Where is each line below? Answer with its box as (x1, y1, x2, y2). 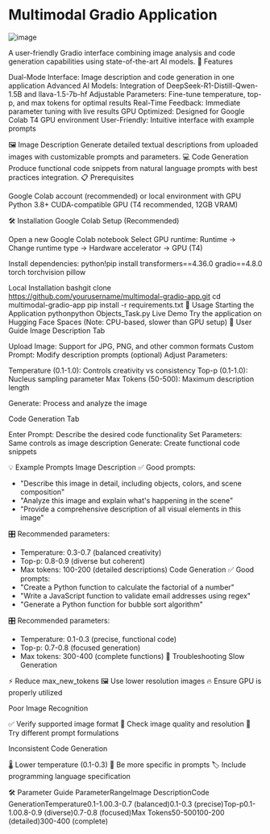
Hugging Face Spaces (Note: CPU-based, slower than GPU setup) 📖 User (8, 317, 252, 327)
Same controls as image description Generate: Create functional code (8, 438, 240, 448)
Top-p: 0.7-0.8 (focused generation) (19, 643, 141, 653)
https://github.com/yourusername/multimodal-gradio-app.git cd (8, 291, 222, 301)
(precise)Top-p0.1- (193, 799, 256, 808)
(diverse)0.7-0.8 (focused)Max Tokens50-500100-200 (44, 807, 225, 817)
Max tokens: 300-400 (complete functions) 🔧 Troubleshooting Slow (19, 651, 245, 661)
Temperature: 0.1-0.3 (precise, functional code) (19, 634, 177, 644)
